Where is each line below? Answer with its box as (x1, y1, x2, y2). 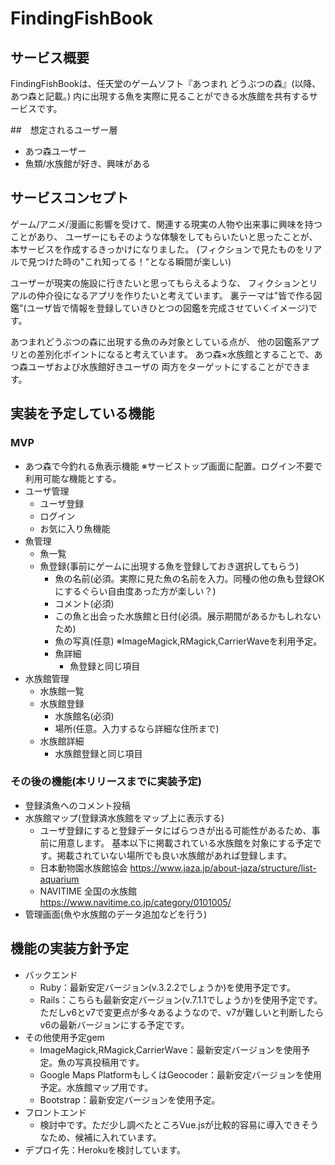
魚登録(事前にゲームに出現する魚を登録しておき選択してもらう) (39, 560, 300, 572)
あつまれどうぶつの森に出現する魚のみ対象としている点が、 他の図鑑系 (10, 335, 302, 347)
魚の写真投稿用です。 (57, 1056, 145, 1068)
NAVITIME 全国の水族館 (39, 885, 138, 897)
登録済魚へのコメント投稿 (24, 799, 131, 811)
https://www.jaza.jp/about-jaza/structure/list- (129, 862, 317, 874)
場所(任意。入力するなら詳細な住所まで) (54, 722, 220, 734)
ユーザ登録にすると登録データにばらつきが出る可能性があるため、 (39, 824, 312, 836)
